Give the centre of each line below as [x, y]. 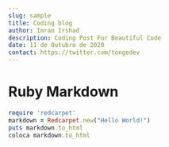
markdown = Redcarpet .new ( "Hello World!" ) [79, 120]
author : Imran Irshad [44, 30]
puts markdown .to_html [46, 128]
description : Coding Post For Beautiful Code [84, 38]
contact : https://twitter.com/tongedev [74, 52]
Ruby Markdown [63, 92]
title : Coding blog [40, 23]
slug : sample [30, 15]
